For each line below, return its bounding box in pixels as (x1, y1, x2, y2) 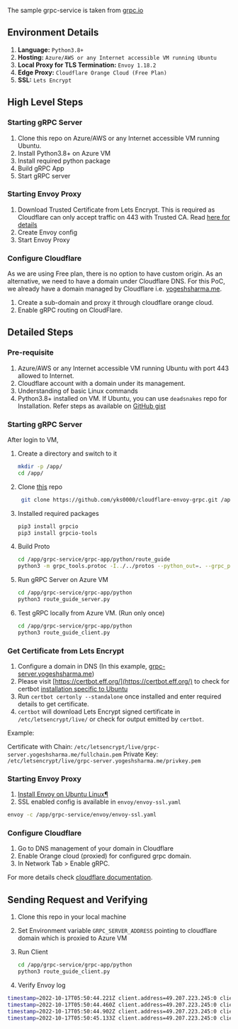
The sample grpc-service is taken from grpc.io (7, 6, 144, 14)
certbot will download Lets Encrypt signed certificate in (17, 707, 181, 716)
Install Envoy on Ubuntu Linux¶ (17, 790, 108, 799)
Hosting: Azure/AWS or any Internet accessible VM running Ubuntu (17, 53, 217, 61)
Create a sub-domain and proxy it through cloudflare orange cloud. (17, 298, 214, 307)
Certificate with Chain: (7, 743, 73, 750)
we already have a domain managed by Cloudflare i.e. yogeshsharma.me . (7, 284, 222, 293)
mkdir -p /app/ (17, 463, 63, 470)
